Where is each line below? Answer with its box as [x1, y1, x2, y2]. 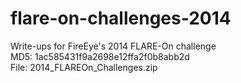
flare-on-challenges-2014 [10, 7, 232, 30]
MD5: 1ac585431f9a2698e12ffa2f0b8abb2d [10, 50, 190, 62]
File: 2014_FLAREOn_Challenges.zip [10, 61, 158, 73]
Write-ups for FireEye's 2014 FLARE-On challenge [10, 40, 217, 52]
